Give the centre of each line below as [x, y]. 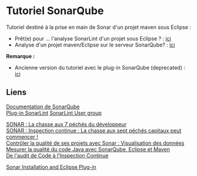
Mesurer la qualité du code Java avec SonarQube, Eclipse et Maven [88, 149]
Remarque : [21, 56]
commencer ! [22, 137]
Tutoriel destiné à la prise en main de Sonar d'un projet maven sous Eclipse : [99, 27]
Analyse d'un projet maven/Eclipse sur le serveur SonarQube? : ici [95, 45]
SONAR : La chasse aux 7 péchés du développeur [66, 124]
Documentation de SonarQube [43, 107]
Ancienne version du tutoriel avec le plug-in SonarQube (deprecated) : [100, 67]
